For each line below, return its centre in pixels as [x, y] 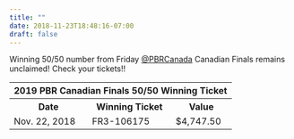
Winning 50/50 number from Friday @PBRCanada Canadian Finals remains [147, 60]
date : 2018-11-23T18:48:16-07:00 [72, 26]
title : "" [28, 17]
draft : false [34, 34]
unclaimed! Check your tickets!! [68, 69]
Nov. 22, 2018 [45, 121]
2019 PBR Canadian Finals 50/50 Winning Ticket [121, 91]
